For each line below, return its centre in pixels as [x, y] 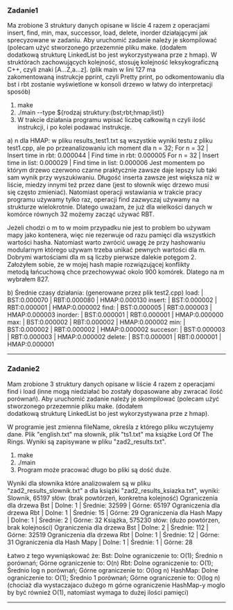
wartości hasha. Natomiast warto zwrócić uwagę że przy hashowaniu [106, 243]
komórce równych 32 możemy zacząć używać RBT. [81, 214]
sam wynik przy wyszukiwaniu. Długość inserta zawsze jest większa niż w [113, 177]
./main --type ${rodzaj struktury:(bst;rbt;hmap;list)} [90, 112]
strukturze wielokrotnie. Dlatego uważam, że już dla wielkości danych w [110, 207]
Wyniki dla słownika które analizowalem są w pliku [79, 483]
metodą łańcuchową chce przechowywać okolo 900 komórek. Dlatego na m [116, 272]
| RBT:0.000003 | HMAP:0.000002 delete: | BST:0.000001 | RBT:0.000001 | [114, 337]
